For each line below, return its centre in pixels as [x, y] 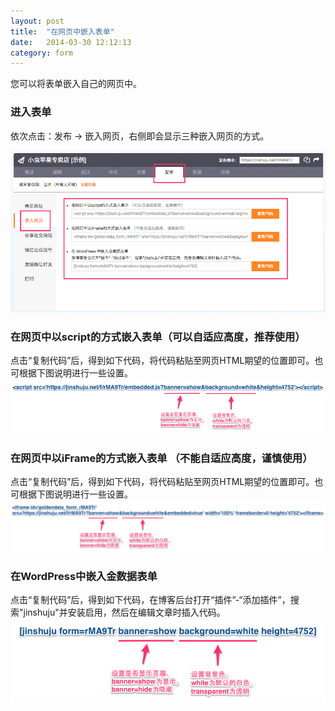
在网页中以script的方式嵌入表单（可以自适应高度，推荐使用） [158, 337]
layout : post [37, 21]
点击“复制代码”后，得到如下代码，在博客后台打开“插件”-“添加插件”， [150, 600]
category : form [42, 53]
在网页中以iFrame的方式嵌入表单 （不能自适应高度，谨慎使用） [161, 458]
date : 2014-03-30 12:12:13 [71, 42]
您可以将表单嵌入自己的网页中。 [76, 84]
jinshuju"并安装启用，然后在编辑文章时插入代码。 [124, 612]
